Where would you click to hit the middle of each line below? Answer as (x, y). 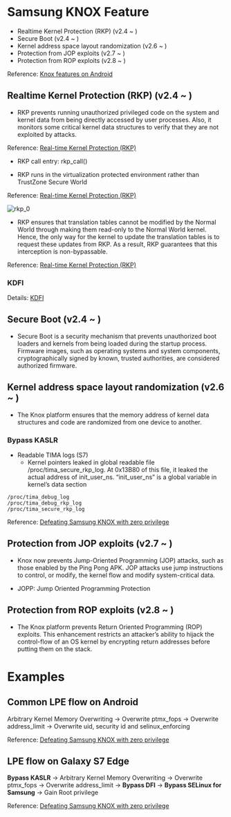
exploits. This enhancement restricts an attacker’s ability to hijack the (115, 634)
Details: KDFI (26, 298)
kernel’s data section (57, 484)
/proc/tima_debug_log (38, 497)
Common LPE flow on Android (73, 702)
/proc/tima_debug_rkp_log (44, 503)
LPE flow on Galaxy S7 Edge (68, 761)
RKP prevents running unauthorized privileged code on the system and (118, 112)
